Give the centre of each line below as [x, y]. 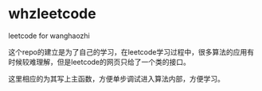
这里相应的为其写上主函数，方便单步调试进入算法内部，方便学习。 [116, 78]
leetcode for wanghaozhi [49, 36]
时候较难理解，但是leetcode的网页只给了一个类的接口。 [100, 62]
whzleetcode [53, 14]
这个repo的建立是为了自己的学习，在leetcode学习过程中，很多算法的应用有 [131, 51]
